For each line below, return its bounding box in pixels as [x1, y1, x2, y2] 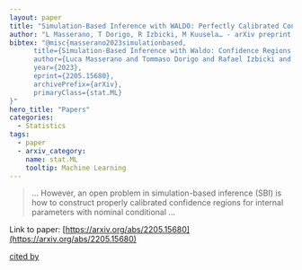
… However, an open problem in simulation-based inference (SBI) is [31, 187, 282, 198]
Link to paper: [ [9, 224, 66, 235]
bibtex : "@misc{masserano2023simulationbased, [9, 38, 187, 48]
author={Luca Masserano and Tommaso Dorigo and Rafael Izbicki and [32, 55, 292, 64]
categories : [9, 113, 54, 122]
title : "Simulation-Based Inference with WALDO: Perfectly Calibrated [9, 22, 280, 30]
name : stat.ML [25, 154, 78, 164]
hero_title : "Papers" [9, 105, 91, 114]
